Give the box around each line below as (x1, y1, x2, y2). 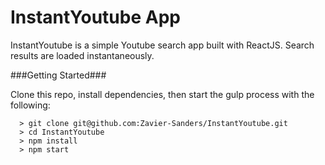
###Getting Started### (10, 69, 107, 81)
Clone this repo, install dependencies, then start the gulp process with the (10, 88, 315, 100)
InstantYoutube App (10, 6, 181, 29)
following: (10, 99, 51, 111)
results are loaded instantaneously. (10, 49, 155, 61)
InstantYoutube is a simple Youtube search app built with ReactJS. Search (10, 39, 315, 51)
